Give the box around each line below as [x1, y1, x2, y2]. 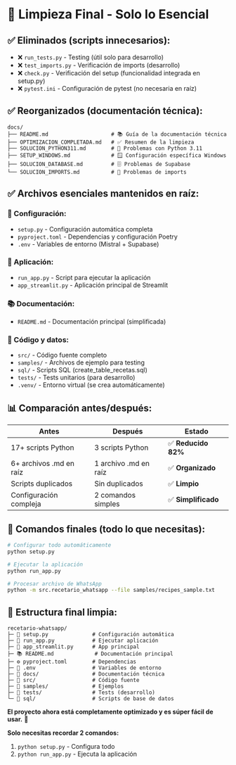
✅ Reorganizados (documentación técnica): [7, 105, 203, 117]
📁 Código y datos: [7, 335, 69, 345]
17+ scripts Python [11, 443, 74, 453]
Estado [185, 426, 209, 436]
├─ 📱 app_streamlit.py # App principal [7, 643, 140, 650]
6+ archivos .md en [11, 459, 75, 469]
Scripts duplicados [11, 479, 72, 488]
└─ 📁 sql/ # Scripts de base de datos [7, 695, 174, 702]
